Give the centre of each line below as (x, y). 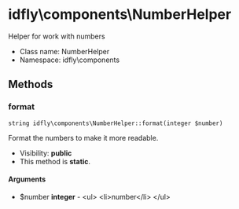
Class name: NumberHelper (64, 51)
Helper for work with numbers (57, 36)
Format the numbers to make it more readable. (83, 137)
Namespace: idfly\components (70, 60)
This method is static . (55, 161)
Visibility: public (46, 153)
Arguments (27, 179)
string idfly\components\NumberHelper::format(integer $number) (116, 123)
